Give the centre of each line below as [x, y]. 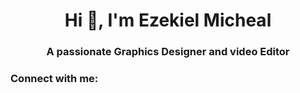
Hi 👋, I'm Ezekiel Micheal [168, 20]
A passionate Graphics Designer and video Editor [168, 52]
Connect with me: [54, 79]
